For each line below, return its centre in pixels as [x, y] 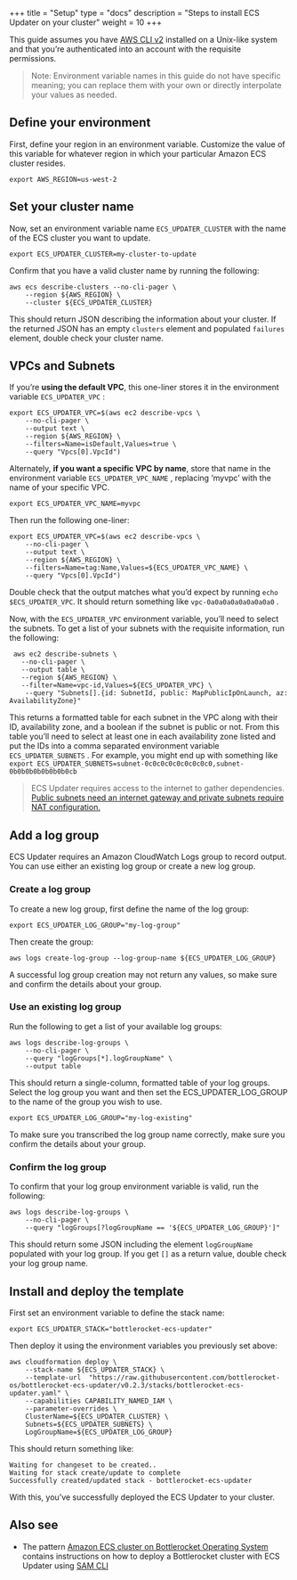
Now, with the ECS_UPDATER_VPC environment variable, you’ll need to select [144, 619]
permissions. [33, 58]
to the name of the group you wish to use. [86, 1101]
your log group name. [49, 1264]
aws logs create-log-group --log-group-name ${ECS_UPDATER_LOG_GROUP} [143, 958]
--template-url [53, 1377]
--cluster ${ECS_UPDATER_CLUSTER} [89, 302]
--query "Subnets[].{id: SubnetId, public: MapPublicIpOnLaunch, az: [157, 693]
